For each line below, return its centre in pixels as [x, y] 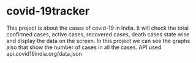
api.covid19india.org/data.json [44, 53]
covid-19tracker [48, 11]
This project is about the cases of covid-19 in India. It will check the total [97, 28]
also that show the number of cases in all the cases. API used [84, 47]
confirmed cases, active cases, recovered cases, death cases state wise [98, 34]
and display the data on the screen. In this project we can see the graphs [98, 41]
